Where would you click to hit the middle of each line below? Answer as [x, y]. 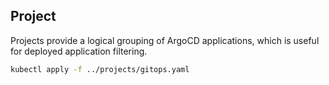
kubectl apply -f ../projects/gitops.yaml [100, 69]
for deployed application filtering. [79, 51]
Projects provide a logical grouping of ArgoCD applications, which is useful [165, 40]
